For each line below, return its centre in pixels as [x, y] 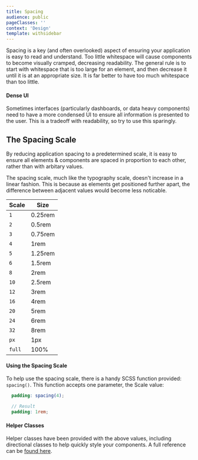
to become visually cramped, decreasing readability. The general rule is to [96, 63]
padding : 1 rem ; [30, 412]
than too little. [23, 82]
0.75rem [43, 234]
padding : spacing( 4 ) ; [38, 396]
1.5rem [41, 263]
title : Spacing [25, 12]
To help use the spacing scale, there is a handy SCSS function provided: [94, 378]
